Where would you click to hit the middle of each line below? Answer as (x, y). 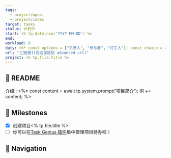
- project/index (27, 19)
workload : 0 (18, 43)
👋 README (23, 78)
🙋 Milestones (26, 113)
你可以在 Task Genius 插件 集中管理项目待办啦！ (62, 132)
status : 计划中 (20, 29)
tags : (11, 10)
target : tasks (20, 24)
